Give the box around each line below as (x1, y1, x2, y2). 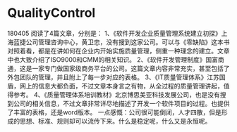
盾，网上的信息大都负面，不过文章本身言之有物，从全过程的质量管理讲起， (7, 81, 224, 90)
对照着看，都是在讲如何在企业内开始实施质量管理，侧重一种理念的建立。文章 (7, 46, 230, 55)
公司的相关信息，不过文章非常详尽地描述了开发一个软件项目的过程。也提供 (13, 99, 230, 107)
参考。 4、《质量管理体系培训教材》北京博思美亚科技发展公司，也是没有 (13, 90, 220, 99)
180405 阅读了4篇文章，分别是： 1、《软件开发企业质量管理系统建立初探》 (7, 29, 221, 37)
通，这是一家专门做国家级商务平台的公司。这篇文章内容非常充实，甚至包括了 (7, 64, 230, 72)
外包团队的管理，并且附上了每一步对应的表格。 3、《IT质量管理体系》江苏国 (7, 72, 226, 81)
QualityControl (7, 5, 96, 21)
